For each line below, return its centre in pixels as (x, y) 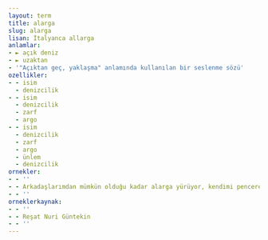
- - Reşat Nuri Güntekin (49, 217)
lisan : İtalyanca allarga (51, 38)
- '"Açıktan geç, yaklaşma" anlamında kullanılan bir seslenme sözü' (126, 68)
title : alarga (32, 23)
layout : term (30, 16)
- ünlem (28, 157)
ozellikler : (28, 75)
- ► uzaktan (28, 61)
